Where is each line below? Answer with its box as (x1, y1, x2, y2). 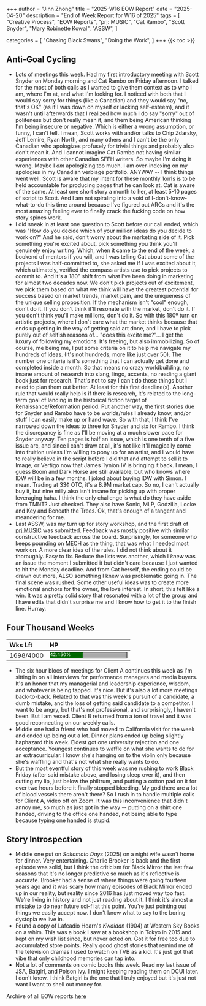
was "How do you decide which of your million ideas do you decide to (15, 227, 192, 234)
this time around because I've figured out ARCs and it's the (45, 200, 195, 208)
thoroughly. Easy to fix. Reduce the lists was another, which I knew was (15, 552, 196, 560)
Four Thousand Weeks (6, 622, 95, 633)
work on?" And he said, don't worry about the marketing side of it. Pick (15, 233, 195, 241)
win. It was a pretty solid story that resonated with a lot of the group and (15, 592, 198, 599)
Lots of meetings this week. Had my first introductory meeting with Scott (15, 70, 199, 78)
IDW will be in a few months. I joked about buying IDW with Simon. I (15, 474, 186, 482)
